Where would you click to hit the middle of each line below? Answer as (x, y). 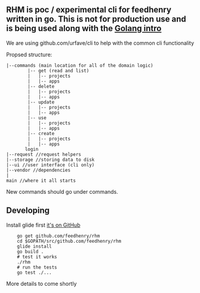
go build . (30, 251)
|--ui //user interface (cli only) (50, 165)
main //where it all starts (41, 181)
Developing (28, 211)
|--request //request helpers (44, 154)
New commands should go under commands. (62, 191)
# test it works (37, 257)
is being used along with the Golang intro (84, 28)
